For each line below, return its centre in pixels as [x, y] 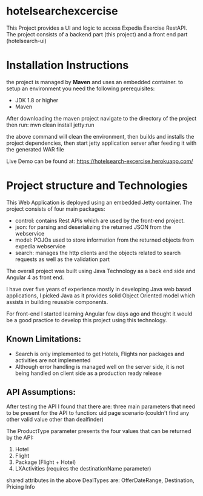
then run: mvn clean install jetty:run [50, 125]
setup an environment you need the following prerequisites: [81, 88]
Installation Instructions [68, 65]
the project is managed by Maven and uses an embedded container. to [95, 82]
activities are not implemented [53, 360]
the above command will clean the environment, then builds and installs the [100, 136]
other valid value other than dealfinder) [55, 420]
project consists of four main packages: [56, 209]
